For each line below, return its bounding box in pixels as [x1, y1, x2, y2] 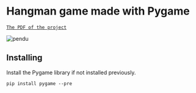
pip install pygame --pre [6, 80, 72, 86]
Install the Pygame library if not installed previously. [6, 69, 136, 76]
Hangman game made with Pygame [6, 4, 191, 18]
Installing [6, 53, 43, 63]
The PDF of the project [6, 24, 67, 30]
